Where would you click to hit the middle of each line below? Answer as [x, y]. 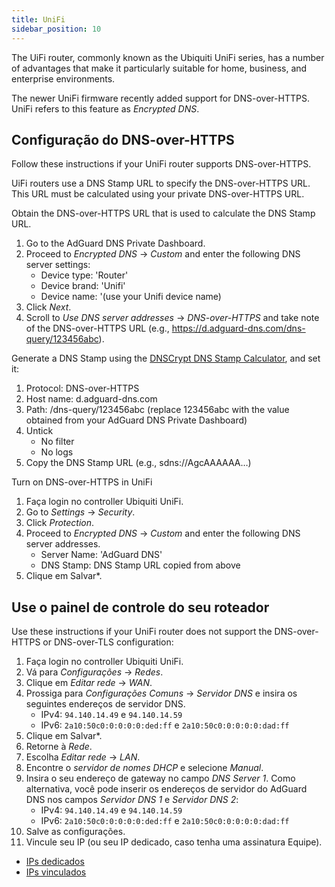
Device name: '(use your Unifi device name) [131, 297]
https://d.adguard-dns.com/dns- [238, 328]
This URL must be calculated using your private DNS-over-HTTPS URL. [158, 194]
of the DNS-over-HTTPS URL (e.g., [97, 328]
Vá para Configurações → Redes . [94, 672]
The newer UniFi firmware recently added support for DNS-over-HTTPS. [160, 98]
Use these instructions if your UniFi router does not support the [142, 632]
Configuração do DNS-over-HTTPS [123, 139]
